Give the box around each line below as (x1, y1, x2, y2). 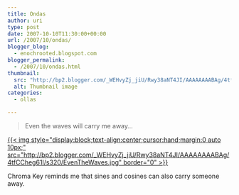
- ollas (14, 96, 37, 104)
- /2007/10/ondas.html (14, 63, 81, 70)
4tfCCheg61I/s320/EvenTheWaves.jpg (7, 158, 119, 167)
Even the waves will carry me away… (24, 122, 133, 130)
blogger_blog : (7, 43, 50, 50)
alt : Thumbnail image (14, 83, 78, 90)
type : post (7, 23, 40, 30)
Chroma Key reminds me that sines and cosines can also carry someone (7, 172, 220, 180)
